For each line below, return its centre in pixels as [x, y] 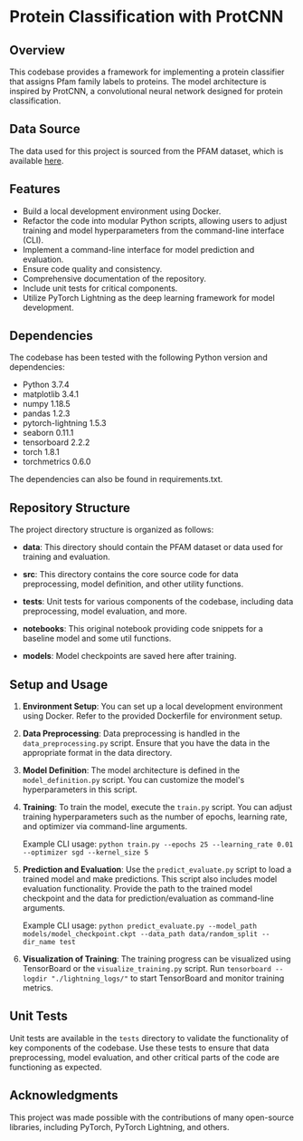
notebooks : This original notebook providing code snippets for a [143, 629]
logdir [35, 979]
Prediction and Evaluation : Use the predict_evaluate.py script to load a [157, 870]
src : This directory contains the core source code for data [130, 575]
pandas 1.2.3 [46, 413]
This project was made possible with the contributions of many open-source [151, 1117]
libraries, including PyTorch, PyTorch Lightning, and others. [119, 1126]
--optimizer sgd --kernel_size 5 [85, 853]
